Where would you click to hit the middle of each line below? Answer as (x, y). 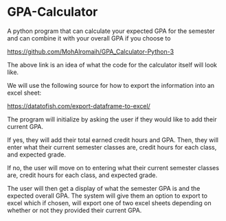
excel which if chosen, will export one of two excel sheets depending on (109, 202)
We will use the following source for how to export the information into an (111, 85)
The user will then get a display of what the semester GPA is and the (104, 188)
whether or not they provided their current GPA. (75, 210)
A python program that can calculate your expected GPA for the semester (111, 31)
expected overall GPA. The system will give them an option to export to (108, 196)
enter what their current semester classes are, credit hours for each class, (112, 147)
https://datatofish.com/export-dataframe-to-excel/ (79, 106)
